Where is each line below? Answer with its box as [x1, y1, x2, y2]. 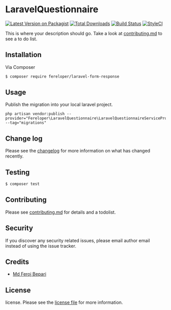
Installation [5, 50, 42, 59]
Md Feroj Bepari [12, 271, 47, 277]
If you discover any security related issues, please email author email [5, 237, 150, 243]
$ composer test [5, 182, 40, 187]
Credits [5, 257, 30, 266]
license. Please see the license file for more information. [5, 299, 123, 305]
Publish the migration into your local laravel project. [5, 101, 113, 108]
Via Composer [5, 64, 36, 70]
